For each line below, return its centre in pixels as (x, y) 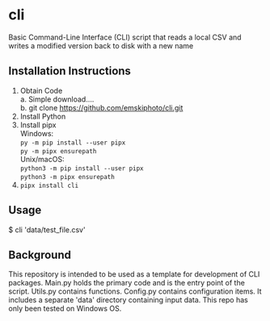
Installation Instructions (70, 71)
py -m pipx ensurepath (58, 151)
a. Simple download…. (57, 99)
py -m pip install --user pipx (73, 143)
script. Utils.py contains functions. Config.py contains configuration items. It (135, 291)
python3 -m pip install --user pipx (82, 168)
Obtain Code (41, 90)
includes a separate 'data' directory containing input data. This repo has (128, 300)
